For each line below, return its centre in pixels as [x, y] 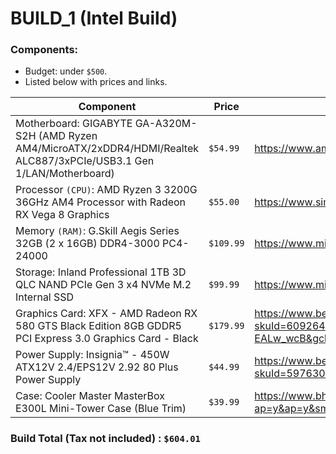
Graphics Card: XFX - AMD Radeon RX [106, 314]
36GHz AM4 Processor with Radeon [101, 202]
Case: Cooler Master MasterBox [90, 396]
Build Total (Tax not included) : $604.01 [105, 439]
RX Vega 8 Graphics [62, 215]
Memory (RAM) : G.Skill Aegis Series [97, 231]
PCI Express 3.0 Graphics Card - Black [107, 339]
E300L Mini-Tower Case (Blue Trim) [101, 409]
